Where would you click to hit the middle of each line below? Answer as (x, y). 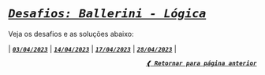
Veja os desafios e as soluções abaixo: (71, 34)
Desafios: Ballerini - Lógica (107, 14)
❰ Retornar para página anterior (201, 63)
